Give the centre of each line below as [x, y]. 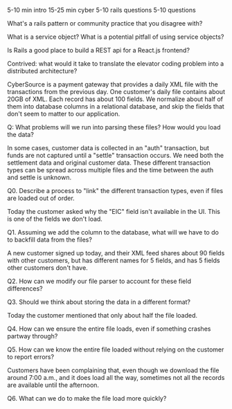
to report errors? [30, 357]
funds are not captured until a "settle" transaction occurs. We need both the [115, 155]
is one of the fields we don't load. [55, 219]
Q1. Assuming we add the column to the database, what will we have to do [113, 232]
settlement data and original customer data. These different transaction [109, 163]
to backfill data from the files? [50, 239]
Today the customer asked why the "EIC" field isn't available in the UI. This [114, 211]
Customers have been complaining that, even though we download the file [113, 370]
